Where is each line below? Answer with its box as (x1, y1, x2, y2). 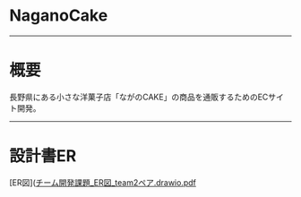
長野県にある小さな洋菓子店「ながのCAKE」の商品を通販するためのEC (9, 91, 269, 102)
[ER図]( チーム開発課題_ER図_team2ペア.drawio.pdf (9, 176, 197, 188)
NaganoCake (9, 5, 108, 26)
